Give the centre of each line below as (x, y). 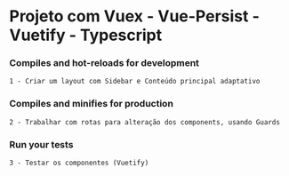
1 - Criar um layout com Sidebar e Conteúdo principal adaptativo (135, 82)
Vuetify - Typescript (86, 35)
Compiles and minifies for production (91, 104)
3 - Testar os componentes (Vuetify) (79, 163)
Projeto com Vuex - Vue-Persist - (135, 16)
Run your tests (41, 144)
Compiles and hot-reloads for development (104, 63)
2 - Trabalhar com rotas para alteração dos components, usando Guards (144, 122)
